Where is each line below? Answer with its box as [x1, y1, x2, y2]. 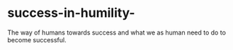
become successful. [7, 35, 67, 44]
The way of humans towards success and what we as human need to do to [7, 28, 227, 37]
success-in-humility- [7, 5, 136, 21]
